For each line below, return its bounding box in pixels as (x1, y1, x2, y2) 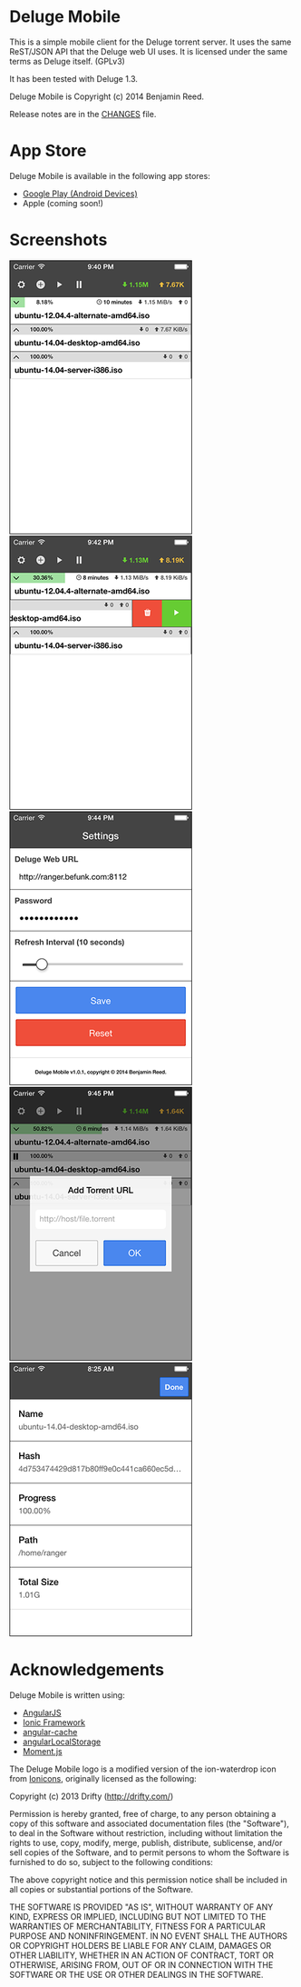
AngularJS (22, 1707, 62, 1718)
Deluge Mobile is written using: (9, 1689, 125, 1701)
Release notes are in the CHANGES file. (9, 108, 157, 119)
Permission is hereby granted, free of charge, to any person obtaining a (9, 1808, 277, 1819)
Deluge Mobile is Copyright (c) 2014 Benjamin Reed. (9, 91, 205, 102)
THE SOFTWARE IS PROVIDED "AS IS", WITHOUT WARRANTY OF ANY (9, 1902, 274, 1912)
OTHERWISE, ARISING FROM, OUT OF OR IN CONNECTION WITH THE (9, 1959, 274, 1970)
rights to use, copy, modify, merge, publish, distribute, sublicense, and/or (9, 1837, 283, 1848)
